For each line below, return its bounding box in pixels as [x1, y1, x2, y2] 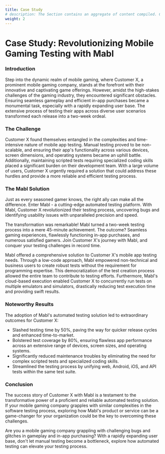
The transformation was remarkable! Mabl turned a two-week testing [5, 222, 145, 227]
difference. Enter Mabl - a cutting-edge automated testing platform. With [5, 202, 152, 208]
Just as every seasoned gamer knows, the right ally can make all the [5, 197, 144, 202]
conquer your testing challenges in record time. [5, 243, 101, 249]
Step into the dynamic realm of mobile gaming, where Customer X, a [5, 77, 143, 83]
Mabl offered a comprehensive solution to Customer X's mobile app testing [5, 252, 157, 258]
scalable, [5, 147, 24, 153]
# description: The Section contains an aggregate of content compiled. [5, 12, 157, 17]
